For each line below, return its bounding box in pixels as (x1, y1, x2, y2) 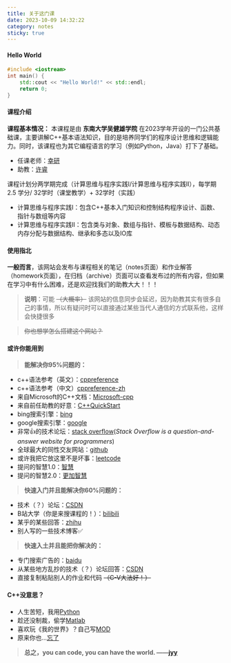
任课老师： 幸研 (17, 156, 60, 165)
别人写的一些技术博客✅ (17, 527, 83, 535)
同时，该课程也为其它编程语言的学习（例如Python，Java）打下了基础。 (19, 142, 222, 150)
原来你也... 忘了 (17, 633, 59, 642)
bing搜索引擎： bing (17, 410, 73, 419)
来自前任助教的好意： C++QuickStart (17, 401, 121, 410)
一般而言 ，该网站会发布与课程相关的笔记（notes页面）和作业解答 (7, 263, 192, 271)
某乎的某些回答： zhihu (17, 518, 81, 527)
